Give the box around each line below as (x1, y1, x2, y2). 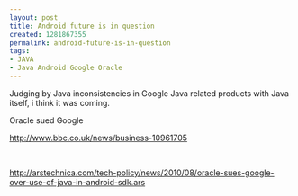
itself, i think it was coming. (9, 97, 111, 108)
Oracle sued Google (9, 114, 84, 126)
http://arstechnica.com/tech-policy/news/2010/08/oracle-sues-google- (9, 167, 275, 178)
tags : (9, 47, 30, 56)
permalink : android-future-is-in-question (9, 38, 171, 48)
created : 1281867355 (9, 30, 87, 39)
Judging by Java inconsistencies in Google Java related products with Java (9, 87, 290, 99)
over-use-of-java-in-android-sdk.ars (9, 176, 146, 187)
